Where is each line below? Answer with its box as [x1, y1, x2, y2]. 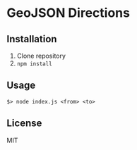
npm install [16, 61, 52, 68]
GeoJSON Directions [6, 5, 130, 21]
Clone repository [16, 51, 66, 60]
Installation [6, 33, 57, 45]
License [6, 118, 42, 130]
